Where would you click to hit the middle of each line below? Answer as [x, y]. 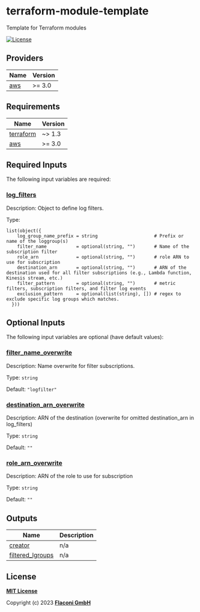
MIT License [22, 591]
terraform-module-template [77, 11]
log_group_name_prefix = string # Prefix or [101, 236]
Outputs [22, 518]
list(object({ [24, 231]
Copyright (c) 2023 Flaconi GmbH [49, 603]
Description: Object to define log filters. [55, 208]
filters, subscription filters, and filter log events [76, 289]
